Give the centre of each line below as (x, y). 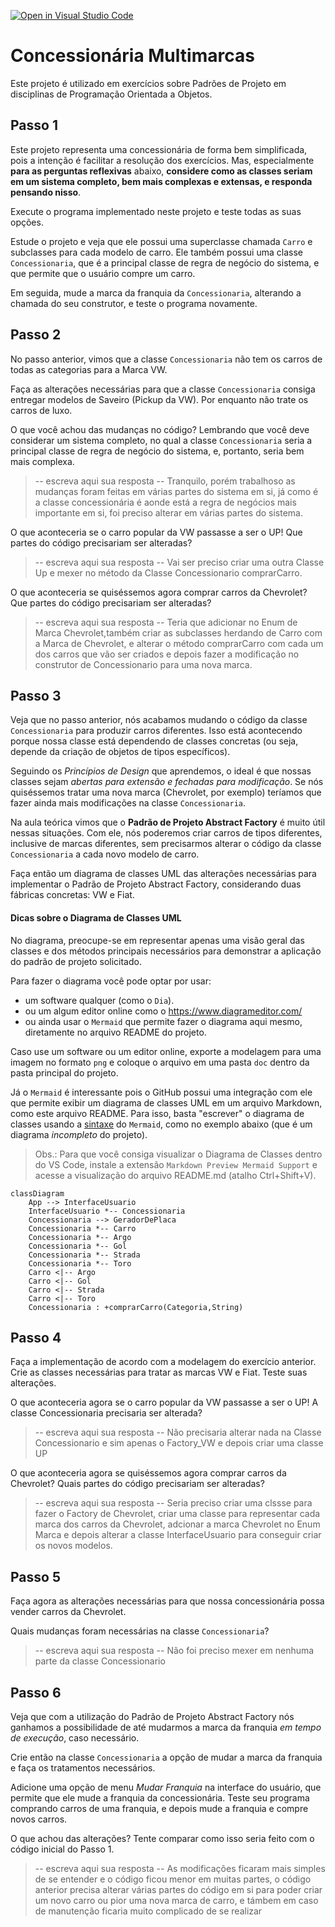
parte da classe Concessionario (100, 1661)
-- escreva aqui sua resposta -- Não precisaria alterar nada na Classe (178, 1432)
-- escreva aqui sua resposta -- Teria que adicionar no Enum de (166, 622)
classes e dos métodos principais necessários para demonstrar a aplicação (166, 951)
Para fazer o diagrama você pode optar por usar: (111, 981)
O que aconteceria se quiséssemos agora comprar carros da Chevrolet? (159, 592)
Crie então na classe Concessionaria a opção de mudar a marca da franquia (166, 1757)
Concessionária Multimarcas (132, 56)
